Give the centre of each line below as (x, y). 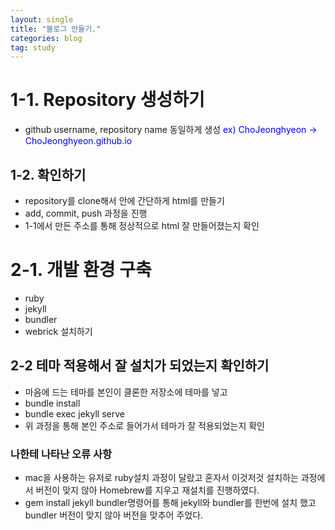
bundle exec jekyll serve (74, 413)
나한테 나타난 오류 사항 (61, 454)
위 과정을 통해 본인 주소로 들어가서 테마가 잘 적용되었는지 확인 (144, 425)
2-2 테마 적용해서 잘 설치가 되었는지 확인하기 (140, 366)
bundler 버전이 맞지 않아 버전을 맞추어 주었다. (114, 515)
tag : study (33, 47)
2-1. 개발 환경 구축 (81, 270)
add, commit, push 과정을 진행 (86, 213)
